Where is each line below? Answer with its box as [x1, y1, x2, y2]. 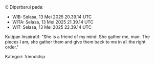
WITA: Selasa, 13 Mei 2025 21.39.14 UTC [12, 19, 94, 25]
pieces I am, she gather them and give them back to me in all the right [5, 39, 146, 44]
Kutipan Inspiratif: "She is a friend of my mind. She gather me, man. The [5, 34, 150, 40]
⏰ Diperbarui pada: [5, 4, 44, 10]
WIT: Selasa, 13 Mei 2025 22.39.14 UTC [12, 24, 92, 30]
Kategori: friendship [5, 54, 45, 59]
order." [5, 44, 19, 50]
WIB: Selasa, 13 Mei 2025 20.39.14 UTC [12, 14, 92, 20]
